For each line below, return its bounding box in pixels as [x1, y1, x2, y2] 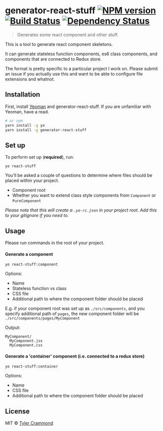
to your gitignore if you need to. [5, 213, 69, 218]
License [5, 407, 30, 415]
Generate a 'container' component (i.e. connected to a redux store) [5, 353, 145, 359]
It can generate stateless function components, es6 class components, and [5, 51, 158, 57]
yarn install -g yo [5, 123, 45, 128]
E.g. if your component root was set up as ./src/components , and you [5, 306, 145, 312]
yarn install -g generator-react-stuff [5, 127, 87, 133]
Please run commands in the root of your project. [5, 240, 105, 246]
